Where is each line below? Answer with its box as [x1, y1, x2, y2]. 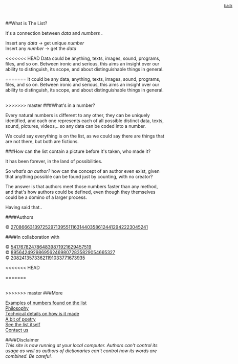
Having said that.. [5, 204, 42, 210]
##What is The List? [5, 20, 48, 26]
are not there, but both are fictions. [5, 139, 79, 144]
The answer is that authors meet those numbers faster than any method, [5, 184, 158, 189]
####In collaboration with [5, 234, 60, 240]
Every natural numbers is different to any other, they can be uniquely [5, 112, 150, 118]
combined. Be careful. [5, 353, 52, 359]
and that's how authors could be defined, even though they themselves [5, 189, 156, 195]
